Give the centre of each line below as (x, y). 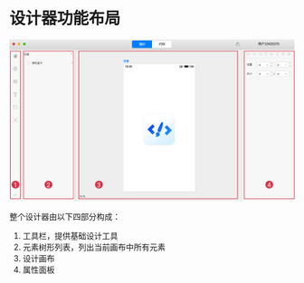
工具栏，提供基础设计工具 (70, 236)
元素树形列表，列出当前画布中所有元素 (94, 247)
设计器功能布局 (65, 19)
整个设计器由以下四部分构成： (65, 217)
